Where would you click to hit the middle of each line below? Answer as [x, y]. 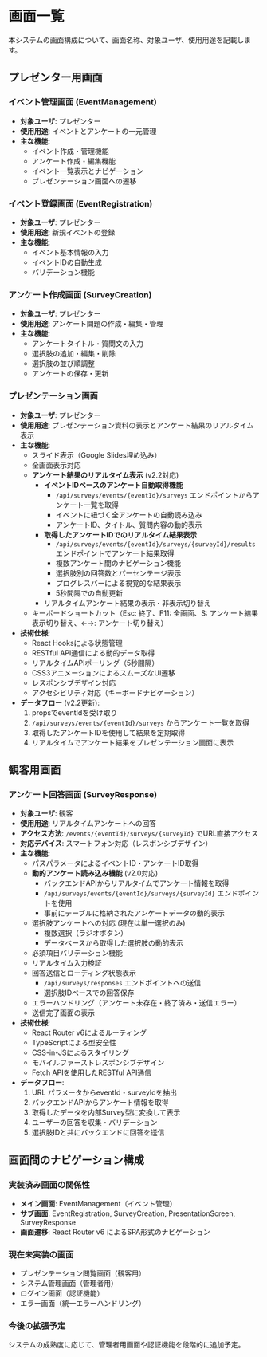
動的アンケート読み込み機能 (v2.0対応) [95, 873]
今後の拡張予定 [37, 1326]
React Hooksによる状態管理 [77, 643]
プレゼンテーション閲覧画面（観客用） [82, 1273]
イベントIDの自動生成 [67, 262]
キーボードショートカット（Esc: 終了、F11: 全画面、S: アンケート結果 [145, 613]
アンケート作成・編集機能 [74, 161]
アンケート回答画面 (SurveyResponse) [83, 794]
